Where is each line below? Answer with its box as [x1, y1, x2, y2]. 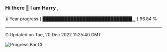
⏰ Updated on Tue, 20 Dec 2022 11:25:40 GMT [5, 32, 101, 38]
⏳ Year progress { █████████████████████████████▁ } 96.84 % [5, 16, 158, 22]
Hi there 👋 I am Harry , [5, 4, 59, 11]
